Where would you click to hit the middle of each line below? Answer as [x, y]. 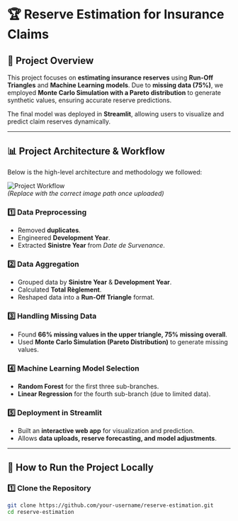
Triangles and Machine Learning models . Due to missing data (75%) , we [115, 85]
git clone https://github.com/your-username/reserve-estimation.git [110, 505]
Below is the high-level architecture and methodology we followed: [105, 172]
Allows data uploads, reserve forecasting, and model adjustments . [117, 439]
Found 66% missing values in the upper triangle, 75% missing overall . [123, 334]
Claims [28, 34]
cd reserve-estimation [41, 512]
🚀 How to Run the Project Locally [80, 467]
